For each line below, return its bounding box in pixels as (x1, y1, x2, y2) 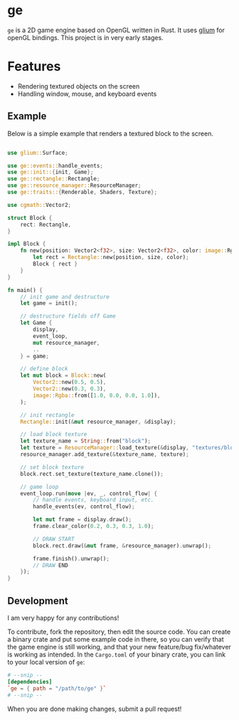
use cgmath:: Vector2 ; (7, 201, 72, 208)
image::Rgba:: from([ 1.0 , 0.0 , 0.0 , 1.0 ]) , (33, 392, 161, 399)
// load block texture (20, 431, 87, 438)
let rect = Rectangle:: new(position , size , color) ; (33, 254, 190, 261)
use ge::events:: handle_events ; (7, 162, 103, 169)
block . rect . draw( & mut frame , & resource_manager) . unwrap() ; (33, 542, 212, 549)
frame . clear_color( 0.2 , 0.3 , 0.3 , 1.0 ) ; (33, 523, 154, 530)
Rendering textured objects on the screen (17, 81, 140, 91)
